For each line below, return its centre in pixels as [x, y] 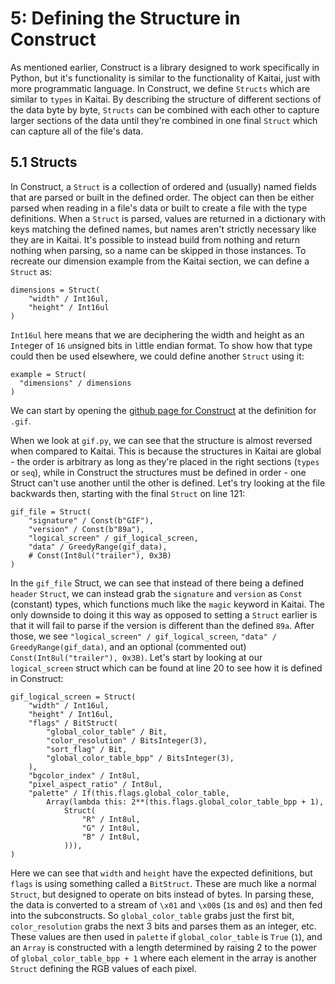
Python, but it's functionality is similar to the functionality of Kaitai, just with [165, 78]
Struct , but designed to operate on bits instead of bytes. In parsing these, [162, 894]
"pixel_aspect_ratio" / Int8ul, [95, 784]
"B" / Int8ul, [111, 837]
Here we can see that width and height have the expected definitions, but [161, 873]
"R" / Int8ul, [111, 819]
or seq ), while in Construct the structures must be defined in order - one [158, 472]
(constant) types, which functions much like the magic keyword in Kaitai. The [167, 604]
